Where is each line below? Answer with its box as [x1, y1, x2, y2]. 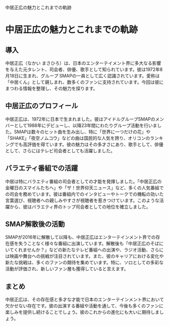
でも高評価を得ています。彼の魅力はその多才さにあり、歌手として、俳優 [14, 141, 163, 147]
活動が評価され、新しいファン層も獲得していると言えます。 [5, 266, 129, 272]
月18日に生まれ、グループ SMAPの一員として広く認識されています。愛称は [5, 73, 160, 78]
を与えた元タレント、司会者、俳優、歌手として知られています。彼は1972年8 [5, 66, 163, 72]
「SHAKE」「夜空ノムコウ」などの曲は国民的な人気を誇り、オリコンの [5, 135, 150, 141]
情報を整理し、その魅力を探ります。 [22, 86, 98, 91]
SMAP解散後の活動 [5, 220, 65, 229]
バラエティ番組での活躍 [5, 164, 78, 173]
